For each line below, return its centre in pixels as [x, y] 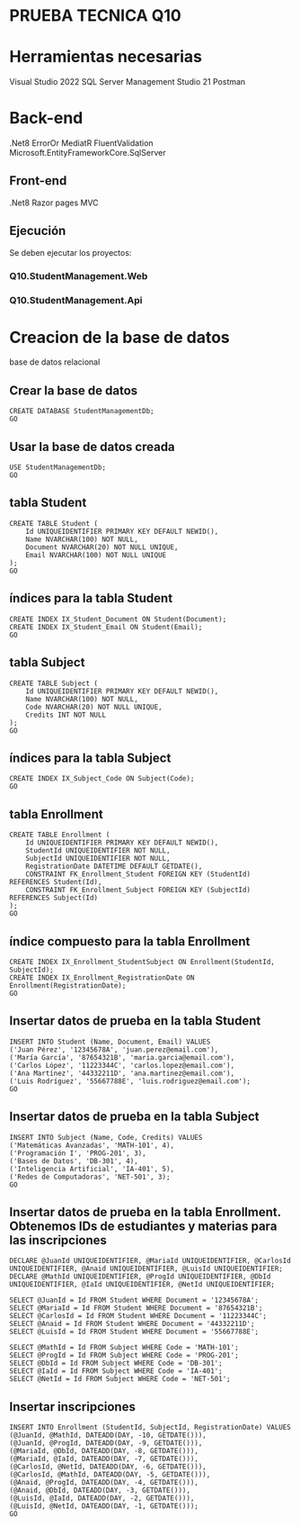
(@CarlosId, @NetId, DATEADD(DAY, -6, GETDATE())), [108, 1467]
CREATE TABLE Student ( [54, 523]
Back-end [46, 118]
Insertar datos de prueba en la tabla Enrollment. [145, 1212]
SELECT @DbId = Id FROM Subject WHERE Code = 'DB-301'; [116, 1363]
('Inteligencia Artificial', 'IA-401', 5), [92, 1169]
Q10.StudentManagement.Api [76, 300]
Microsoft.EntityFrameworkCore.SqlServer [88, 153]
